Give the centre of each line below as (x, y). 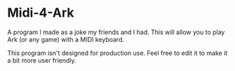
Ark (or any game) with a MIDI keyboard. (66, 39)
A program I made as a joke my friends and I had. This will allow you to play (116, 32)
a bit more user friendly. (42, 60)
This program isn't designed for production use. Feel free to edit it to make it (117, 53)
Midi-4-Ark (41, 13)
